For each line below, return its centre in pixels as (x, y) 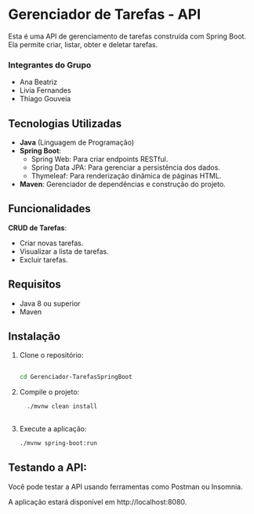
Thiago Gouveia (45, 99)
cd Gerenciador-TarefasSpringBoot (76, 377)
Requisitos (34, 285)
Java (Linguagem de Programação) (77, 142)
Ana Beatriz (38, 82)
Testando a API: (48, 468)
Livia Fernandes (45, 90)
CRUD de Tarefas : (38, 228)
